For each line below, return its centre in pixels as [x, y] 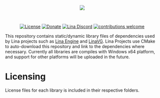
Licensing [25, 77]
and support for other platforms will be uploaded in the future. [68, 57]
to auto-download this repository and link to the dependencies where [75, 46]
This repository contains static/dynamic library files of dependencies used [80, 36]
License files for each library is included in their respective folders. [72, 90]
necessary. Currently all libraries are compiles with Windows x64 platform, [80, 52]
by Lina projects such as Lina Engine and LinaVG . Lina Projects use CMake [80, 41]
